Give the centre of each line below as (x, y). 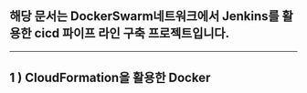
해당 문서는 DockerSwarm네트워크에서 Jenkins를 (145, 16)
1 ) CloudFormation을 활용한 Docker (110, 78)
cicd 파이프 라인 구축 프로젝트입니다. (132, 33)
